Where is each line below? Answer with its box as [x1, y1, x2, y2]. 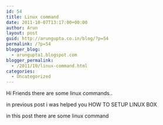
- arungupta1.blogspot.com [11, 52, 77, 58]
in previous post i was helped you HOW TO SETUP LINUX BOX [6, 101, 157, 108]
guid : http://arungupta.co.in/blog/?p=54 [6, 36, 109, 41]
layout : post [6, 30, 38, 36]
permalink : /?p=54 [6, 41, 51, 47]
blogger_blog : [6, 47, 41, 53]
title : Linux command [6, 14, 59, 20]
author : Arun [6, 25, 38, 31]
